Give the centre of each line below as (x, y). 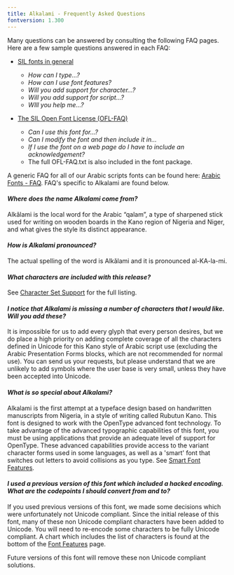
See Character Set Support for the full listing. (72, 292)
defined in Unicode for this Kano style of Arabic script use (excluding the (112, 346)
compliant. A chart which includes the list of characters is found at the (109, 536)
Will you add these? (37, 316)
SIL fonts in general (45, 61)
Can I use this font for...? (63, 132)
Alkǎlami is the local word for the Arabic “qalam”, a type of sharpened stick (115, 214)
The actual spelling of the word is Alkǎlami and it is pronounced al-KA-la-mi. (117, 261)
